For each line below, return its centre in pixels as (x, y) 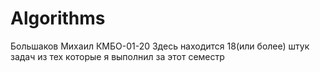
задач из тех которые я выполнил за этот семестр (117, 56)
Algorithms (58, 18)
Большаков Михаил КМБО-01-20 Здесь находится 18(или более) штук (160, 46)
